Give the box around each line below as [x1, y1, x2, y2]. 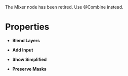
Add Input [12, 47, 34, 53]
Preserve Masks [12, 66, 47, 72]
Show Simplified [12, 56, 47, 62]
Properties [5, 22, 49, 32]
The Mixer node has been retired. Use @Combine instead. [5, 4, 124, 10]
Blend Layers [12, 37, 40, 43]
